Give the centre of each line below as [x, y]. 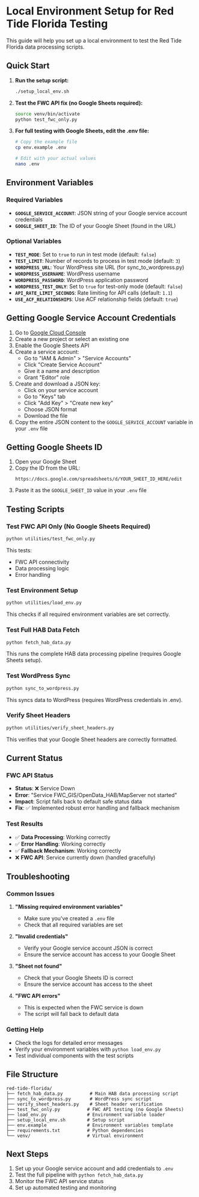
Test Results [25, 824]
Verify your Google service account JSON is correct [88, 948]
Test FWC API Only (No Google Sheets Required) [78, 526]
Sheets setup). [24, 660]
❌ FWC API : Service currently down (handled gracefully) [85, 857]
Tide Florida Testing [57, 24]
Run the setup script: [42, 80]
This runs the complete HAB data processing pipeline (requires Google [94, 654]
